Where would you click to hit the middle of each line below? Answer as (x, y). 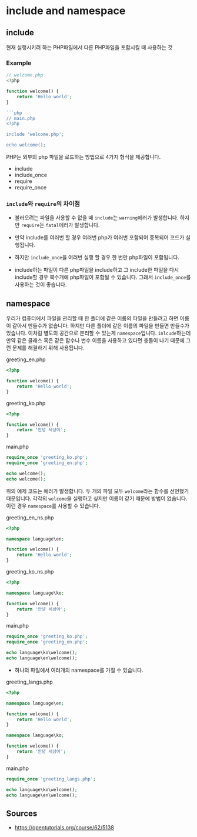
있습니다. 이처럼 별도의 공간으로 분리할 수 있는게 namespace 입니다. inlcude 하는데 (98, 333)
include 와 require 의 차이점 (43, 204)
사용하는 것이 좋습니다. (41, 285)
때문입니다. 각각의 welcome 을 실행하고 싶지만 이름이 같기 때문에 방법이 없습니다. (97, 498)
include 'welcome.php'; (35, 134)
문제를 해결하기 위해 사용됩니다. (48, 348)
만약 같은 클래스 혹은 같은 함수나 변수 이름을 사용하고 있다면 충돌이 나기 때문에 (96, 341)
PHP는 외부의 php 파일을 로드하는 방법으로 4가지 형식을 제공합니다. (84, 157)
